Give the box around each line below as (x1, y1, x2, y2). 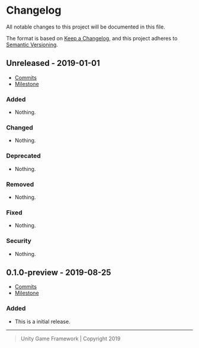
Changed (6, 123, 34, 131)
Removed (6, 180, 34, 188)
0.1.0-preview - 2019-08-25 (6, 267, 111, 277)
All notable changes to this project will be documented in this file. (6, 23, 166, 30)
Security (6, 237, 31, 245)
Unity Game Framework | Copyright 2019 (20, 335, 121, 342)
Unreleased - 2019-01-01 (6, 58, 101, 68)
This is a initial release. (14, 318, 70, 325)
